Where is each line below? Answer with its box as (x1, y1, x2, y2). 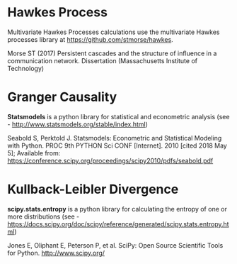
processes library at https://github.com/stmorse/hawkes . (7, 35, 173, 43)
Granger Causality (7, 89, 117, 105)
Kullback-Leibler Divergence (7, 182, 179, 197)
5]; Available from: (7, 148, 61, 157)
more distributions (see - (7, 212, 80, 221)
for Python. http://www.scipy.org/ (7, 248, 105, 257)
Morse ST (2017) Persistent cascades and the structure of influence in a (7, 49, 217, 57)
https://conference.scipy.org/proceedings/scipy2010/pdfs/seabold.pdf (7, 156, 214, 165)
